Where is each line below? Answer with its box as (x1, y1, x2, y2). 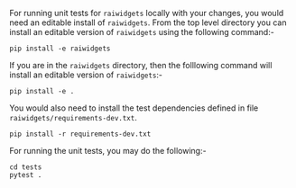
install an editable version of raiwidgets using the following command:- (9, 27, 275, 37)
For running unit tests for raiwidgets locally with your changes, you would (9, 8, 284, 18)
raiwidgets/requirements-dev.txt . (9, 112, 137, 122)
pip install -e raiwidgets (9, 44, 111, 53)
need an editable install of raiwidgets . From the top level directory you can (9, 17, 287, 28)
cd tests (9, 163, 42, 172)
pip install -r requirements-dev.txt (9, 130, 152, 139)
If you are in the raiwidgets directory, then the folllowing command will (9, 60, 273, 70)
